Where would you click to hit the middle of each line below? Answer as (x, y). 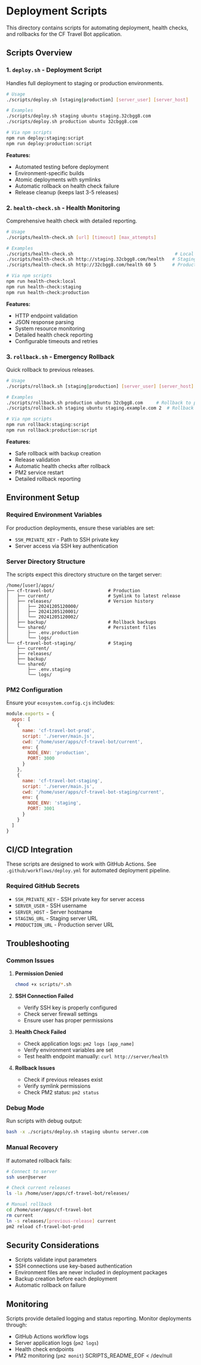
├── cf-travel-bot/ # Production (73, 590)
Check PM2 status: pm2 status (61, 1093)
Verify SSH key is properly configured (70, 1008)
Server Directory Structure (46, 561)
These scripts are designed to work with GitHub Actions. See (81, 864)
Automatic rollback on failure (50, 1285)
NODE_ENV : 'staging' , (55, 803)
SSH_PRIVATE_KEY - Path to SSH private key (67, 539)
